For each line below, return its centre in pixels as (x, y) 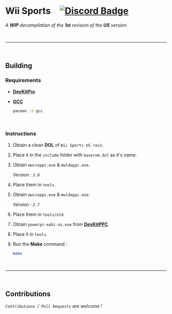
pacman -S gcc (28, 111)
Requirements (23, 80)
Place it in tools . (30, 234)
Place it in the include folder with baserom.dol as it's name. (75, 155)
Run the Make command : (40, 244)
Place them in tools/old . (39, 214)
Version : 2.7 (26, 204)
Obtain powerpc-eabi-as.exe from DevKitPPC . (61, 224)
